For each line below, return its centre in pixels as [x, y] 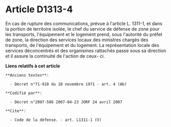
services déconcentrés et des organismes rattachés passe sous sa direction [86, 50]
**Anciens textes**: [27, 75]
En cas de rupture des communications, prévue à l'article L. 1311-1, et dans [84, 23]
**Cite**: [16, 111]
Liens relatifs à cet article [33, 66]
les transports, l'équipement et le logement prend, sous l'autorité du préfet [84, 34]
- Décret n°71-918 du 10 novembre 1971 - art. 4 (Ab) [68, 84]
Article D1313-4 [39, 9]
